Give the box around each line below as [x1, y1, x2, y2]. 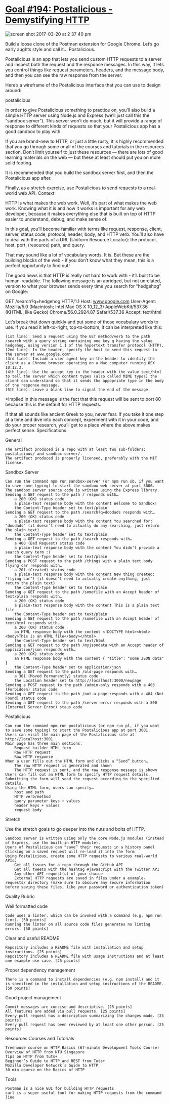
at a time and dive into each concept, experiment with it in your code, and [5, 416, 159, 422]
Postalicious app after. [5, 175, 52, 181]
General [5, 437, 22, 443]
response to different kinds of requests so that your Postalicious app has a [5, 123, 160, 129]
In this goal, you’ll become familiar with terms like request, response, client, [5, 226, 162, 232]
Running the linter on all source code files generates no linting [5, 922, 151, 927]
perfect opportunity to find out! [5, 262, 70, 269]
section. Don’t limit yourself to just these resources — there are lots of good [5, 149, 163, 155]
